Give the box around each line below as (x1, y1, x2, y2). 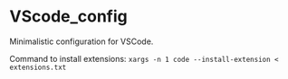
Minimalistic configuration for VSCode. (9, 36, 154, 47)
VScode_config (9, 6, 129, 27)
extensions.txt (9, 63, 67, 72)
